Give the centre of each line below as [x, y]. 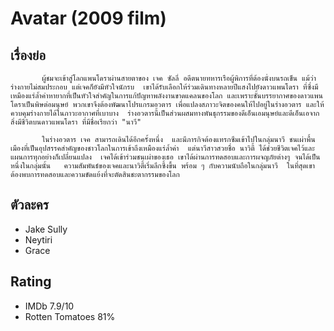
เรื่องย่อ [28, 55]
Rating [31, 282]
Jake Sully [46, 229]
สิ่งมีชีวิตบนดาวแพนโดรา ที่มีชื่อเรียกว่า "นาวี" [76, 122]
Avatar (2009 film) [88, 18]
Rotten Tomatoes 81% [70, 316]
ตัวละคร [30, 205]
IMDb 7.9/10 [49, 306]
